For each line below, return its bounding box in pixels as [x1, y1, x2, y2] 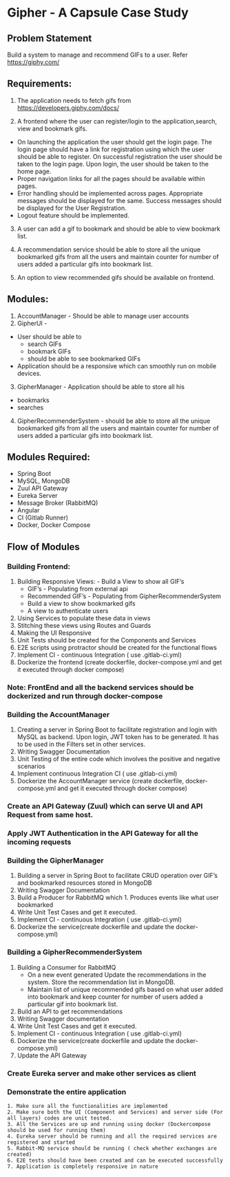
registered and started [7, 1139, 76, 1146]
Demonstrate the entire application [7, 1087, 127, 1096]
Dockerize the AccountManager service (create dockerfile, [17, 777, 185, 785]
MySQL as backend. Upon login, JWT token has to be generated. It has [17, 733, 219, 741]
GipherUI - [17, 319, 48, 327]
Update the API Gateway [17, 1051, 87, 1060]
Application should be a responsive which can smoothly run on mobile [17, 361, 217, 370]
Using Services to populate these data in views [17, 614, 151, 622]
